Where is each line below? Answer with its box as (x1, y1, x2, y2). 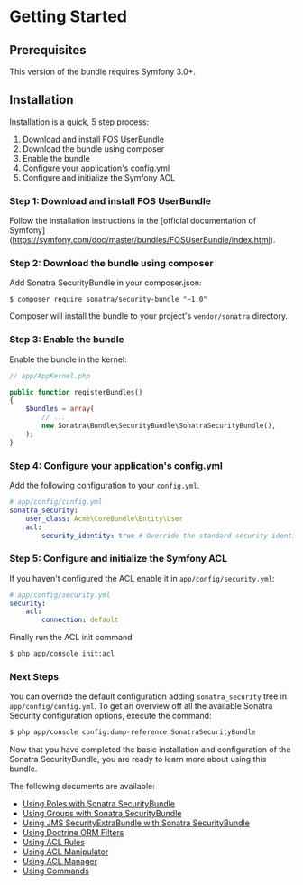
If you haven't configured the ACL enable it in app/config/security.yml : (9, 573, 275, 583)
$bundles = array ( (25, 405, 95, 414)
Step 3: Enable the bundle (9, 333, 124, 346)
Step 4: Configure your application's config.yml (9, 459, 223, 471)
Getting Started (9, 6, 128, 27)
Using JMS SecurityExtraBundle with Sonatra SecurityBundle (22, 817, 250, 828)
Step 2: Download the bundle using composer (9, 257, 214, 270)
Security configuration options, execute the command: (9, 711, 212, 722)
